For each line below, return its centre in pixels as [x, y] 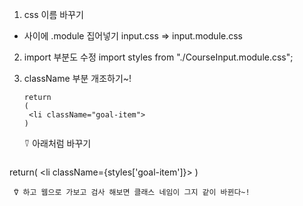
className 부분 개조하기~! [77, 78]
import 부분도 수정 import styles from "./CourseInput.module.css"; [158, 57]
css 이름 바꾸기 [53, 14]
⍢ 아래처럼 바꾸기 [57, 143]
